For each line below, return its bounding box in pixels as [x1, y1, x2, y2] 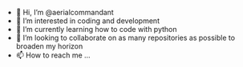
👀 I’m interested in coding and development [15, 16, 160, 26]
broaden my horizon [15, 41, 83, 51]
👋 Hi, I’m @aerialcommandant [15, 8, 114, 17]
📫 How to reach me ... [15, 50, 91, 60]
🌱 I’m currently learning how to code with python [15, 25, 178, 33]
